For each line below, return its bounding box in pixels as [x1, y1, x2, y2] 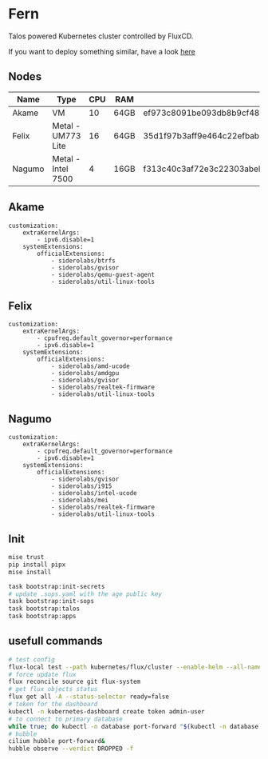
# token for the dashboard [8, 701, 98, 709]
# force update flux [8, 670, 77, 678]
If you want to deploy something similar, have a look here [8, 46, 195, 56]
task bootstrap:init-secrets [8, 582, 105, 590]
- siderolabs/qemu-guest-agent [50, 270, 156, 278]
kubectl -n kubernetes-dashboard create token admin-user [8, 707, 205, 716]
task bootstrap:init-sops [8, 597, 94, 605]
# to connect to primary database [8, 715, 124, 723]
